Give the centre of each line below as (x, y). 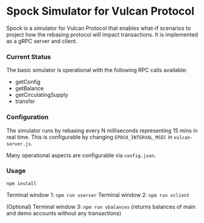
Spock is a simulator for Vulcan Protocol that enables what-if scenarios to (99, 28)
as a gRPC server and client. (42, 41)
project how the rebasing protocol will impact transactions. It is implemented (102, 34)
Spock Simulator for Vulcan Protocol (100, 11)
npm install (21, 183)
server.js (19, 144)
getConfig (28, 82)
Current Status (29, 57)
